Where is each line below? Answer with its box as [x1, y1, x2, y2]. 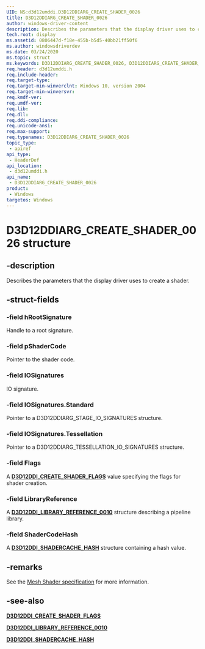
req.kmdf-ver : [6, 94, 43, 100]
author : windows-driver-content [6, 20, 88, 26]
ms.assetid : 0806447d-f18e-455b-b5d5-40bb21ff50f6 [6, 37, 138, 43]
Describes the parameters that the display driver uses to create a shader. [6, 277, 190, 284]
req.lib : [6, 105, 29, 112]
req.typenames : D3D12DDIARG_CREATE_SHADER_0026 [6, 134, 130, 141]
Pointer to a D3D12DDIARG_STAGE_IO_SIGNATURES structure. [6, 415, 163, 422]
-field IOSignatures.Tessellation [6, 430, 103, 438]
